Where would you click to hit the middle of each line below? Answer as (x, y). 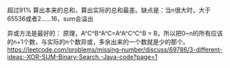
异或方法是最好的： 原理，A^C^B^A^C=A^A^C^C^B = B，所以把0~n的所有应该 (115, 33)
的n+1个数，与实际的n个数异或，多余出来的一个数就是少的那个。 (98, 42)
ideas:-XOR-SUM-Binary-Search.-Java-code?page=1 (82, 57)
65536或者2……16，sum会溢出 (50, 19)
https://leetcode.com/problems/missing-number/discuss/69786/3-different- (115, 49)
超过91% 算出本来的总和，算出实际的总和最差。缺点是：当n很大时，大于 (109, 10)
